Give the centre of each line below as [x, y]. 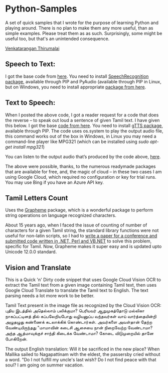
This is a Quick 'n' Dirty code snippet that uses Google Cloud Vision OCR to [83, 280]
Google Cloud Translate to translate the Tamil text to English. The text [77, 290]
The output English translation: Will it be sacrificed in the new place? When [82, 349]
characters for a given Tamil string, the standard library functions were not [82, 230]
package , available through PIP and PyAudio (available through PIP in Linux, [83, 81]
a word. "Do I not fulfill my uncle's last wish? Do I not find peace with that [81, 360]
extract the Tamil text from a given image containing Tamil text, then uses [81, 285]
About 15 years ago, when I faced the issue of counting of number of [76, 225]
